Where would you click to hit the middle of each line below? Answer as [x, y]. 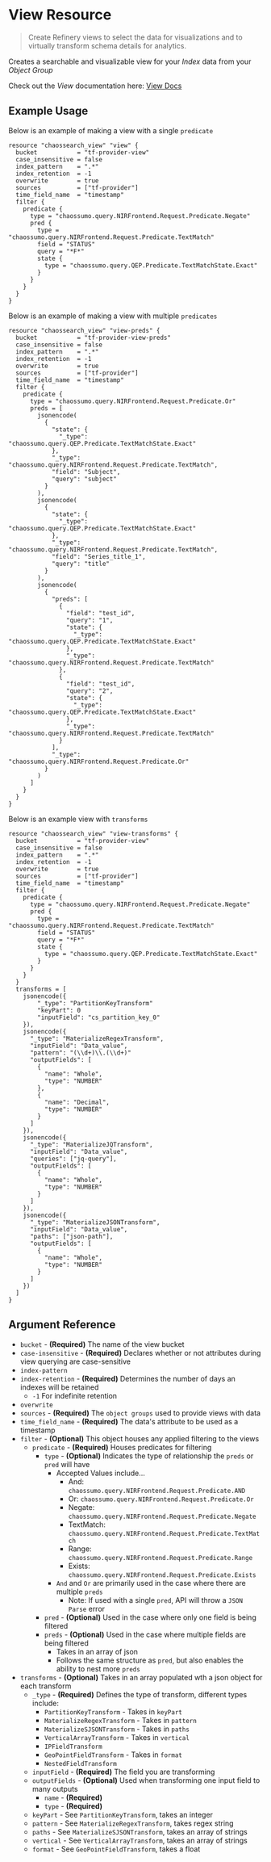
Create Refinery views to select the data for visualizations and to [135, 37]
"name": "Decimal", [77, 1102]
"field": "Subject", [86, 472]
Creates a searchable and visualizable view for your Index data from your [130, 61]
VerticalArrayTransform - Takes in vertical [117, 1737]
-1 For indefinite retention [75, 1395]
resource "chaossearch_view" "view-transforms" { [94, 833]
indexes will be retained [59, 1387]
